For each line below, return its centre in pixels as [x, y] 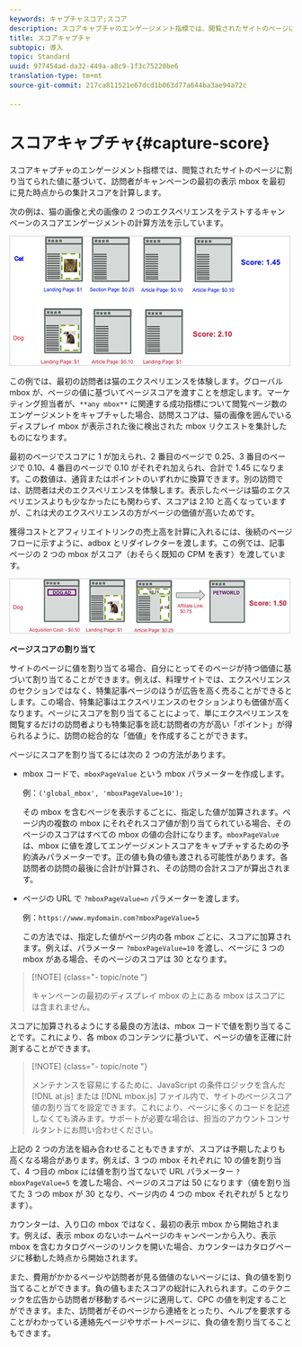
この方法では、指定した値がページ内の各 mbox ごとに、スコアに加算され [157, 936]
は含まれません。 [63, 1006]
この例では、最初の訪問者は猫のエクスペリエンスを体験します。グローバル [146, 381]
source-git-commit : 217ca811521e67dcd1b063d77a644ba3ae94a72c [128, 85]
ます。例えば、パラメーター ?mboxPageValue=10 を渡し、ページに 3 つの [153, 947]
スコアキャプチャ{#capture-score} [140, 143]
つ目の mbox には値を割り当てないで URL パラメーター [133, 1171]
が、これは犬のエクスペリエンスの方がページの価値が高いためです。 [134, 512]
